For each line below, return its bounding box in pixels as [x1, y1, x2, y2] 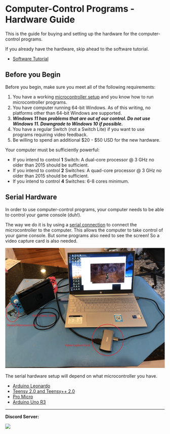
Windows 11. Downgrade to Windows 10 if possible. [12, 120, 123, 127]
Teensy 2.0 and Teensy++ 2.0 [12, 388, 75, 394]
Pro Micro [12, 393, 33, 399]
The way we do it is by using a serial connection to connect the [5, 221, 137, 227]
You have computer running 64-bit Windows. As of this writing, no [12, 105, 151, 111]
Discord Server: [5, 413, 39, 419]
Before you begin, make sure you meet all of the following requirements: [5, 84, 156, 90]
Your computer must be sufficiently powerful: [5, 147, 100, 153]
